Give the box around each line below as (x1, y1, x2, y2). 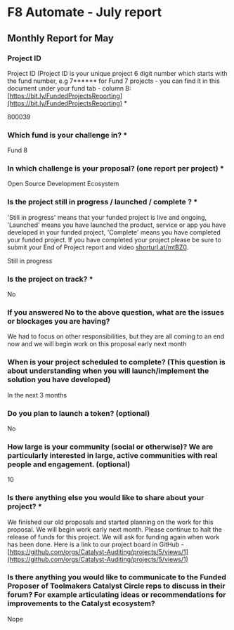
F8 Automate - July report (7, 4, 162, 20)
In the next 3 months (7, 391, 67, 399)
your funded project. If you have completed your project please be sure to (7, 235, 221, 244)
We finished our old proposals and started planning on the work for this (7, 518, 214, 526)
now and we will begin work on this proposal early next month (7, 340, 187, 348)
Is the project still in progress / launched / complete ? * (7, 197, 198, 207)
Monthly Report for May (7, 32, 114, 44)
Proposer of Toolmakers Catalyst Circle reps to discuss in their (7, 581, 226, 591)
